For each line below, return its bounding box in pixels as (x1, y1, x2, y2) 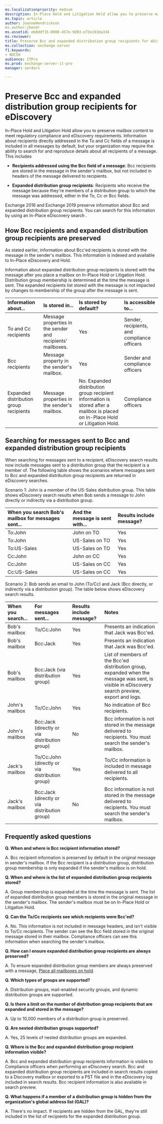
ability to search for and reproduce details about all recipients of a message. (5, 148, 158, 154)
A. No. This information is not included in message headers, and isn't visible (5, 923, 157, 929)
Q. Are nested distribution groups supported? (5, 1025, 99, 1031)
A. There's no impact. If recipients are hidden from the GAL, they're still (5, 1108, 147, 1114)
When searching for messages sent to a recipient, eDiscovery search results (5, 457, 158, 463)
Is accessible (124, 299, 155, 306)
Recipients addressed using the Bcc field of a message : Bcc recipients (12, 163, 156, 168)
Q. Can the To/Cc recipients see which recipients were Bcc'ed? (5, 914, 134, 920)
